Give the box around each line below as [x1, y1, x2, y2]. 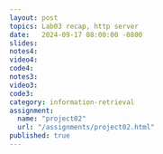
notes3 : [9, 72, 39, 82]
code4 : [9, 64, 34, 73]
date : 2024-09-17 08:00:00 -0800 [9, 30, 143, 39]
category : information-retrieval [9, 97, 135, 107]
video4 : [9, 55, 39, 64]
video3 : [9, 81, 39, 90]
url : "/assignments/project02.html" [17, 123, 155, 132]
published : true [9, 131, 70, 140]
